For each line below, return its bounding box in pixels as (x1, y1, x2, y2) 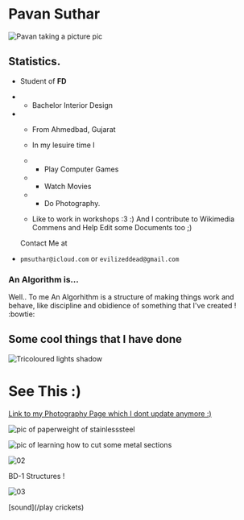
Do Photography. (43, 198, 101, 208)
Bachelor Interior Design (31, 100, 113, 109)
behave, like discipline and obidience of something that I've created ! (8, 301, 237, 311)
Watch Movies (43, 181, 92, 191)
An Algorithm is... (8, 274, 79, 285)
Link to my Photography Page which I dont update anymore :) (8, 408, 212, 419)
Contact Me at (19, 238, 68, 248)
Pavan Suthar (8, 5, 101, 23)
